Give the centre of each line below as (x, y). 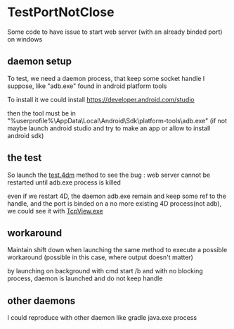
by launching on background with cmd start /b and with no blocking (105, 271)
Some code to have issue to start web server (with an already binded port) (115, 32)
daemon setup (40, 62)
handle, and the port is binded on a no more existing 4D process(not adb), (115, 203)
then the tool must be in (41, 113)
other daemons (41, 300)
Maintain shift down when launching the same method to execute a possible (117, 250)
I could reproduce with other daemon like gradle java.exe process (102, 318)
